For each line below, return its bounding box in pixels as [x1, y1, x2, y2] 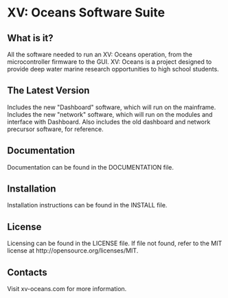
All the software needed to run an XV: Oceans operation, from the [7, 50, 192, 58]
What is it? [7, 32, 54, 44]
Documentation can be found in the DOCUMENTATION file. [7, 163, 174, 171]
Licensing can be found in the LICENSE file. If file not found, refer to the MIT [7, 239, 223, 248]
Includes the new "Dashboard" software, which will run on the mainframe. [7, 103, 216, 111]
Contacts [7, 266, 48, 278]
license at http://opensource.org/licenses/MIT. [7, 247, 139, 255]
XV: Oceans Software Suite [7, 5, 166, 21]
